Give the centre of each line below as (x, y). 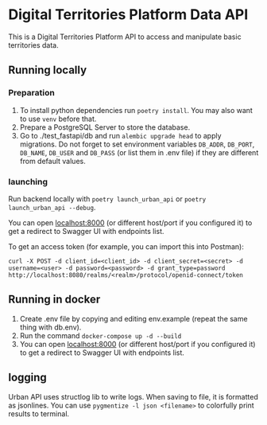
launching (28, 181)
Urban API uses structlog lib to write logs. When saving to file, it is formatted (133, 396)
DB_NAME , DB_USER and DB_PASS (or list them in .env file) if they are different (139, 152)
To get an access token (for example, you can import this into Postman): (126, 246)
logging (28, 378)
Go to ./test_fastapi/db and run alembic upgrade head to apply (120, 135)
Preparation (32, 93)
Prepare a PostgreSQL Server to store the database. (105, 127)
